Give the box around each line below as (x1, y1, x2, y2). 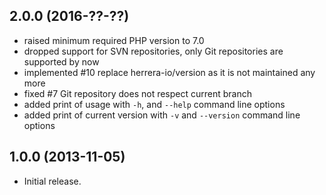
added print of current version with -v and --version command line (23, 109, 301, 121)
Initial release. (23, 175, 82, 187)
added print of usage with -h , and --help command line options (23, 98, 286, 110)
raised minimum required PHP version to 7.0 (23, 34, 205, 46)
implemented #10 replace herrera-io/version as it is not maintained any (23, 66, 316, 78)
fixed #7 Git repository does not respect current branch (23, 87, 253, 99)
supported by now (23, 55, 100, 68)
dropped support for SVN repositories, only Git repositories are (23, 45, 284, 57)
